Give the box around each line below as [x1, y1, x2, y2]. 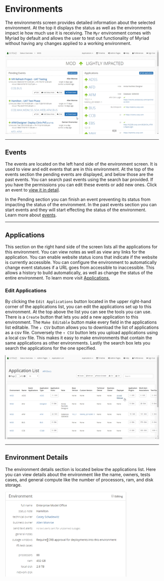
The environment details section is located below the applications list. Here [5, 466, 156, 472]
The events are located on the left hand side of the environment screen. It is [5, 161, 158, 167]
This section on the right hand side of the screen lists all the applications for [5, 244, 158, 250]
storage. [5, 482, 22, 488]
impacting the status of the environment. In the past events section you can [5, 202, 157, 208]
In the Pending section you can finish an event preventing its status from [5, 196, 151, 202]
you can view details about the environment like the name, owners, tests [5, 472, 150, 477]
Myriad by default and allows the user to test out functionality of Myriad [5, 35, 149, 41]
